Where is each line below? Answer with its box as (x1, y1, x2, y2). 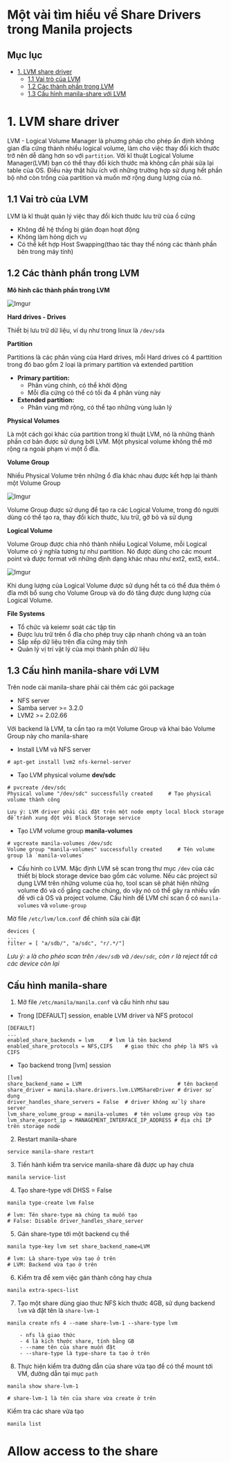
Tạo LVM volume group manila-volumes (17, 827, 133, 835)
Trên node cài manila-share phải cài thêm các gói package (7, 683, 175, 691)
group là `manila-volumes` (7, 852, 85, 860)
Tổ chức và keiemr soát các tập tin (17, 623, 116, 631)
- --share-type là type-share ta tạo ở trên (19, 1350, 150, 1357)
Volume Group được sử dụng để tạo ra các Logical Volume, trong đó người (7, 505, 219, 514)
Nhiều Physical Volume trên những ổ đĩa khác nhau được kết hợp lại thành (7, 471, 218, 480)
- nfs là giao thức (19, 1332, 76, 1339)
